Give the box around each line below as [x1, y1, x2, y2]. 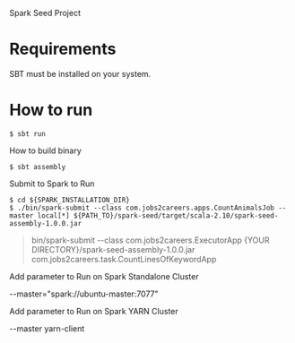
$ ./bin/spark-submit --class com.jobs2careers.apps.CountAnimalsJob [9, 203, 275, 212]
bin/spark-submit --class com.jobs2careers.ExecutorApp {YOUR [30, 235, 270, 245]
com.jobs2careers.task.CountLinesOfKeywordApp [30, 253, 217, 264]
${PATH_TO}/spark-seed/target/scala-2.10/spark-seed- [73, 210, 279, 220]
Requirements [9, 39, 117, 59]
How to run [9, 100, 93, 120]
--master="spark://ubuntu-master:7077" [9, 288, 159, 299]
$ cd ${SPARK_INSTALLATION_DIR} [9, 195, 130, 204]
